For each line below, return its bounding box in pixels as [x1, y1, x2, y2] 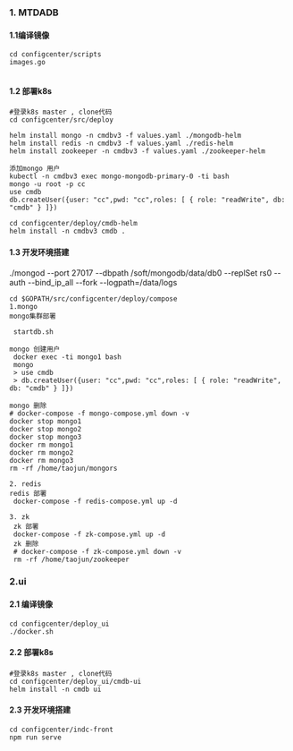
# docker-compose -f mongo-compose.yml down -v [9, 409, 190, 418]
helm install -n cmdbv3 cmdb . [9, 226, 126, 236]
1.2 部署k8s [9, 85, 52, 96]
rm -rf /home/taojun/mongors [9, 464, 118, 473]
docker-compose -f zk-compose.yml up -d [13, 530, 166, 539]
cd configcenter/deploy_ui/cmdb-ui [9, 677, 142, 686]
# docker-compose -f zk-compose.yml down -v [13, 547, 181, 556]
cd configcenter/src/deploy [9, 115, 114, 124]
